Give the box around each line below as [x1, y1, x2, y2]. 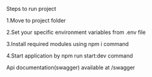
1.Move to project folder [6, 17, 66, 24]
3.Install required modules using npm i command [6, 41, 129, 47]
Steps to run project [6, 5, 57, 12]
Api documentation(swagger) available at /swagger [6, 64, 136, 71]
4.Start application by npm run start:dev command [6, 52, 133, 59]
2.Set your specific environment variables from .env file [6, 28, 146, 36]
